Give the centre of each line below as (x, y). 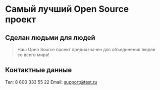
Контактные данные (38, 70)
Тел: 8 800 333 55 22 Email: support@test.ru (51, 82)
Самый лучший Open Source (67, 9)
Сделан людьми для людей (50, 38)
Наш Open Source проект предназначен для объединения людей (86, 49)
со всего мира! (33, 55)
